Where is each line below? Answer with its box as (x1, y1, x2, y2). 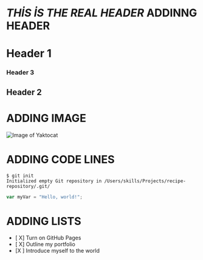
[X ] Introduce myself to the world (15, 247, 100, 255)
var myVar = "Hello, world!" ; (6, 194, 83, 200)
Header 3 (6, 68, 35, 77)
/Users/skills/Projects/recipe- (104, 178, 187, 184)
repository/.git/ (6, 183, 50, 189)
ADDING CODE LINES (6, 152, 115, 166)
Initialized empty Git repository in (6, 178, 102, 184)
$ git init (6, 173, 34, 179)
